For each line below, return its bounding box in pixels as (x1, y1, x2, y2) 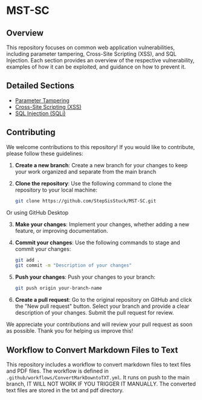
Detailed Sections (6, 81, 74, 91)
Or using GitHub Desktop (6, 208, 69, 216)
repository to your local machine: (15, 186, 98, 193)
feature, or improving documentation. (15, 227, 108, 234)
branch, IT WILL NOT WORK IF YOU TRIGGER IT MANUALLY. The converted (6, 380, 197, 387)
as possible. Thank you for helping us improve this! (6, 327, 134, 335)
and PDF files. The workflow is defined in (6, 367, 109, 375)
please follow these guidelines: (6, 150, 83, 157)
